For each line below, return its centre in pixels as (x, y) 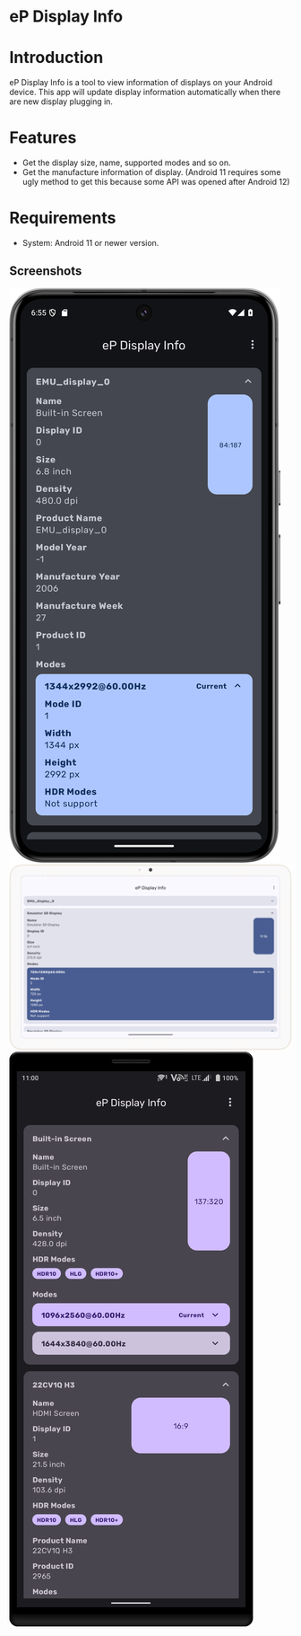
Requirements (63, 218)
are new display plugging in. (61, 101)
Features (43, 138)
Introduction (56, 58)
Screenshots (46, 271)
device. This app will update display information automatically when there (145, 92)
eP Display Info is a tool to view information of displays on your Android (141, 83)
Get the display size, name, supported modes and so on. (126, 163)
